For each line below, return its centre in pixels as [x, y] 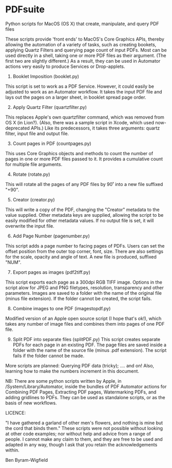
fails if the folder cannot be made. [49, 355]
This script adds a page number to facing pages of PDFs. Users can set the [85, 246]
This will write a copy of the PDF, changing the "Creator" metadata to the [83, 210]
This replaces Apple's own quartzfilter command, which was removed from [85, 117]
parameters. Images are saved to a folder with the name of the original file [84, 293]
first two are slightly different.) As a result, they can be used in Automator [83, 61]
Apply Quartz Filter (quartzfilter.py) [50, 107]
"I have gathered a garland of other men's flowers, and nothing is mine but [84, 423]
